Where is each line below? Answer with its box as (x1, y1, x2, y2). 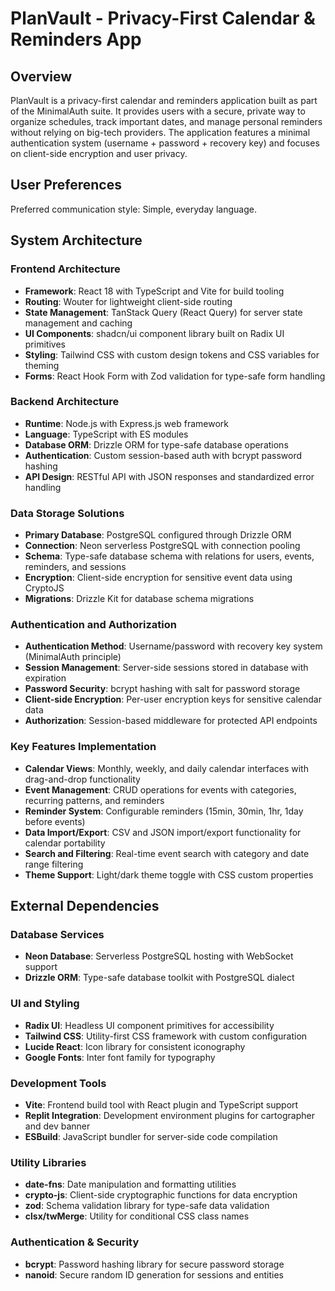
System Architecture (10, 232, 143, 249)
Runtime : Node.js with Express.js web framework (24, 417, 230, 429)
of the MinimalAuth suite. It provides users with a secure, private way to (10, 105, 306, 117)
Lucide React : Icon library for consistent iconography (24, 1040, 246, 1052)
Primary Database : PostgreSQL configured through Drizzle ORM (24, 529, 292, 541)
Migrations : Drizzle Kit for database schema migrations (24, 593, 255, 605)
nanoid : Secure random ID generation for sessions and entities (24, 1268, 285, 1281)
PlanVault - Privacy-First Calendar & (10, 7, 316, 30)
